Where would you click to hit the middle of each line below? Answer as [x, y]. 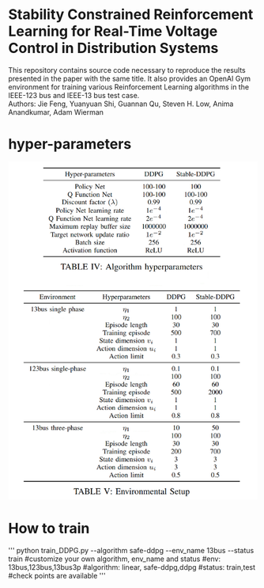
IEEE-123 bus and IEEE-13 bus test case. [74, 95]
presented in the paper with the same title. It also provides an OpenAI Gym [130, 78]
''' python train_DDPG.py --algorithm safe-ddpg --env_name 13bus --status [131, 550]
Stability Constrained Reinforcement [131, 15]
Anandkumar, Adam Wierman [56, 112]
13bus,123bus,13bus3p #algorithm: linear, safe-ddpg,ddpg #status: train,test [132, 567]
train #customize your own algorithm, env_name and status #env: [115, 559]
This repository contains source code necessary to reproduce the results [127, 70]
